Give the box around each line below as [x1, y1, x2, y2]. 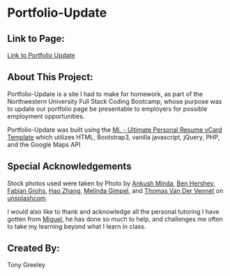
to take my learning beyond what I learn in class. [7, 222, 146, 231]
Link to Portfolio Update [7, 51, 75, 59]
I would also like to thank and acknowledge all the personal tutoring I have [7, 207, 220, 215]
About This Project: [7, 71, 93, 83]
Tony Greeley [7, 261, 46, 269]
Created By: [7, 243, 61, 254]
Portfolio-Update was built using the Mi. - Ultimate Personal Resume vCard [7, 125, 222, 134]
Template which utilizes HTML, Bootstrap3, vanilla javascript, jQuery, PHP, [7, 132, 220, 141]
